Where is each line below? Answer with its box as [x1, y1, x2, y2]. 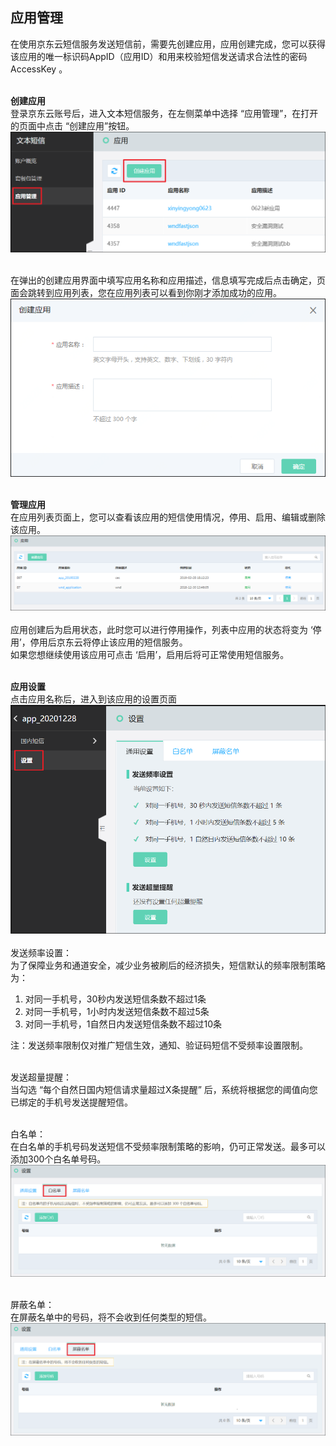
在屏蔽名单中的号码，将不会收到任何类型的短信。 [10, 1311, 212, 1323]
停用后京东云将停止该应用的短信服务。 [29, 636, 188, 648]
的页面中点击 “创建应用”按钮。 [10, 119, 135, 132]
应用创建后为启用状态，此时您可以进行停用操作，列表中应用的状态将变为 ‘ [10, 624, 313, 636]
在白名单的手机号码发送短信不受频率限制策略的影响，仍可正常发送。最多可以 [10, 1140, 326, 1152]
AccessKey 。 [10, 63, 68, 75]
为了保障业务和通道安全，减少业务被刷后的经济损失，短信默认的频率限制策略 [10, 959, 326, 971]
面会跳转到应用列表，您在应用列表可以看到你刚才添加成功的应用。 [10, 287, 282, 299]
